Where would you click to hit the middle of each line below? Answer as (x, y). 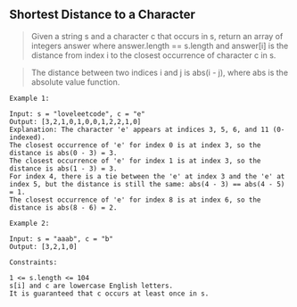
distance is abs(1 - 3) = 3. (63, 169)
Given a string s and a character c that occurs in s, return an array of (157, 36)
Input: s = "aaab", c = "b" (62, 239)
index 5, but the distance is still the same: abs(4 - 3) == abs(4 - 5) (147, 184)
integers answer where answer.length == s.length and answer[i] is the (160, 46)
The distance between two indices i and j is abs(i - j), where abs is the (159, 72)
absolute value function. (75, 82)
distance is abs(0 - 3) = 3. (63, 153)
